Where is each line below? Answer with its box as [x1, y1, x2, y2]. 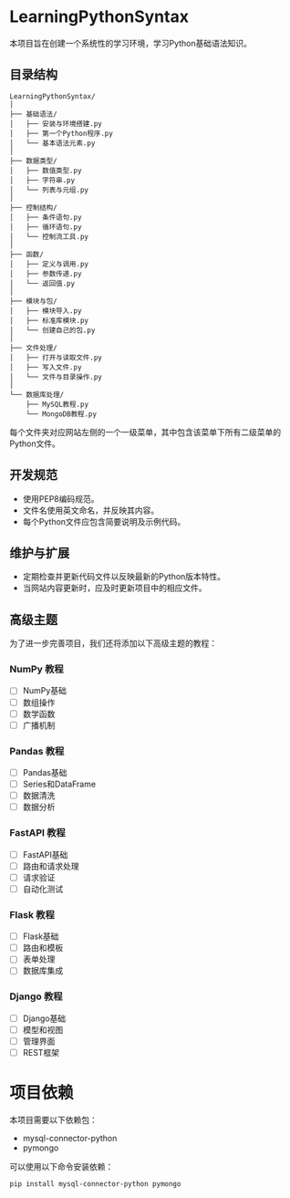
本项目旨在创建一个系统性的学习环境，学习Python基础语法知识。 [9, 37, 253, 48]
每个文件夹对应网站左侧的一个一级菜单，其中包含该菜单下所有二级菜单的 [9, 426, 281, 437]
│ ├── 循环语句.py [9, 222, 82, 232]
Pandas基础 [22, 767, 67, 778]
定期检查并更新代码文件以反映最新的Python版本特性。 [22, 571, 226, 582]
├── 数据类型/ [9, 156, 57, 165]
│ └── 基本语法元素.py [9, 139, 96, 148]
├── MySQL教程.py [26, 400, 89, 409]
